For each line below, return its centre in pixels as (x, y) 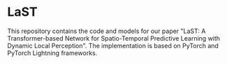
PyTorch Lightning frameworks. (52, 53)
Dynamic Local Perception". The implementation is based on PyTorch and (113, 45)
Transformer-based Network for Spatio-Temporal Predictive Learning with (114, 38)
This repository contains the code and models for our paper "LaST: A (107, 31)
